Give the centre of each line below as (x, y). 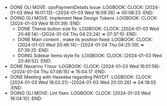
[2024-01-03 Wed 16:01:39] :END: (45, 23)
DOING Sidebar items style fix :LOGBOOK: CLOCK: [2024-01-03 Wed (90, 56)
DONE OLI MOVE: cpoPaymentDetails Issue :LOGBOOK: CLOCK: (77, 7)
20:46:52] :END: (34, 61)
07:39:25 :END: (33, 50)
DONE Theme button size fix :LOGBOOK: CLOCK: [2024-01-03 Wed (88, 29)
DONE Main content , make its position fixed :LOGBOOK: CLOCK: (85, 39)
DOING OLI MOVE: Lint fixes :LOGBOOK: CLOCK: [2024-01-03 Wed (80, 93)
